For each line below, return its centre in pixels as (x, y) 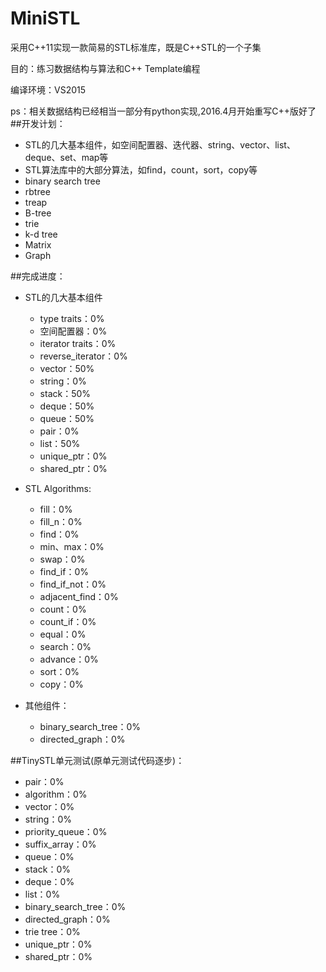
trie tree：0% (52, 931)
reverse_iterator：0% (83, 356)
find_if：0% (64, 571)
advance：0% (69, 659)
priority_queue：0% (66, 831)
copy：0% (61, 684)
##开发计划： (38, 123)
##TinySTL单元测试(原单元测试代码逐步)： (97, 760)
